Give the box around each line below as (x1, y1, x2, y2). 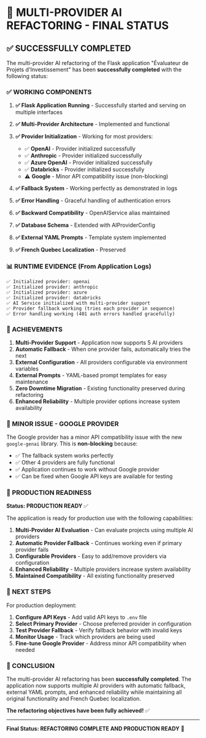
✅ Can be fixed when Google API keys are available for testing (15, 473, 173, 480)
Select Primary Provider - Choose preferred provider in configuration (15, 620, 192, 627)
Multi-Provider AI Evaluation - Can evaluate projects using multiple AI (15, 527, 193, 534)
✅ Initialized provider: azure (6, 289, 88, 296)
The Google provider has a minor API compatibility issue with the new (6, 433, 183, 441)
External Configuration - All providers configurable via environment (15, 358, 188, 366)
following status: (6, 73, 48, 79)
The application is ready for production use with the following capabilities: (6, 514, 193, 522)
